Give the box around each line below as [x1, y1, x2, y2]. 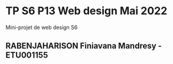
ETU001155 [5, 50, 48, 60]
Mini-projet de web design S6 [5, 24, 78, 31]
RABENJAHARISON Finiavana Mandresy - [5, 41, 162, 51]
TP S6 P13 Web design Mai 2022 [5, 4, 168, 18]
